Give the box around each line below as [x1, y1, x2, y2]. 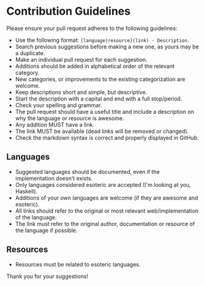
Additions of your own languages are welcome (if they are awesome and [15, 194, 198, 201]
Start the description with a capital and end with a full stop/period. [15, 95, 182, 102]
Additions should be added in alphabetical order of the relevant [15, 62, 174, 70]
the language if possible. [15, 227, 78, 234]
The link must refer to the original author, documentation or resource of [15, 220, 195, 227]
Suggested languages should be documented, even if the [15, 168, 160, 175]
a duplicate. [15, 49, 45, 56]
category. [15, 69, 40, 76]
